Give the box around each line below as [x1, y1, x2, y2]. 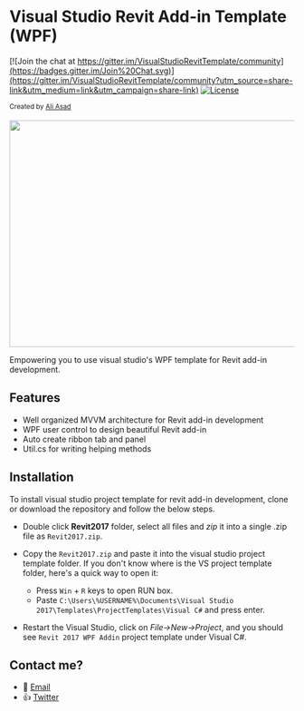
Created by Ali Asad [9, 102, 71, 111]
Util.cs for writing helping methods [22, 443, 152, 454]
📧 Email [22, 682, 52, 693]
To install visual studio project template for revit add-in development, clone [9, 493, 289, 504]
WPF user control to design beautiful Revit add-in [22, 424, 207, 434]
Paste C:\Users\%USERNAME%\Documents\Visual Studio [35, 594, 234, 605]
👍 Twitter [22, 692, 60, 703]
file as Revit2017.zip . [22, 531, 103, 541]
